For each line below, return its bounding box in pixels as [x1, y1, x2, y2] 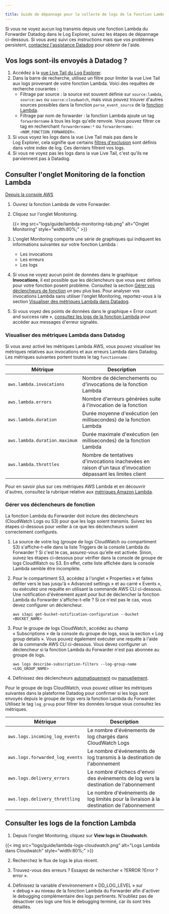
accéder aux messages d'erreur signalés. [12, 319, 99, 325]
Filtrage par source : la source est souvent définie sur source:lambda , [20, 91, 163, 97]
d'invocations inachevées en [82, 458, 150, 465]
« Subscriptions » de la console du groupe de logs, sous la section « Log [12, 630, 163, 636]
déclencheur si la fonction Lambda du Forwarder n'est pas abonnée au [12, 646, 159, 652]
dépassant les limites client [82, 470, 146, 477]
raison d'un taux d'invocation [82, 464, 151, 471]
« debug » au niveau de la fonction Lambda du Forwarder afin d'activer [12, 887, 160, 894]
